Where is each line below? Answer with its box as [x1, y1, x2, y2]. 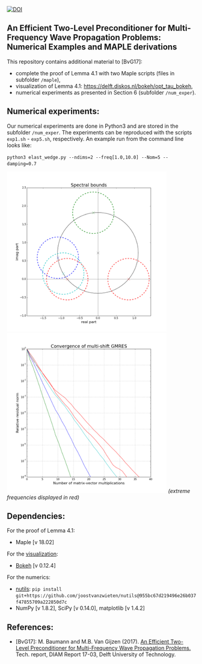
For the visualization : [7, 550, 59, 557]
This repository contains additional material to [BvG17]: [7, 58, 143, 65]
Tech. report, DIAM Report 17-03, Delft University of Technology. [15, 651, 176, 658]
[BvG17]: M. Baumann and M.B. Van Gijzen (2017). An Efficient [15, 638, 170, 645]
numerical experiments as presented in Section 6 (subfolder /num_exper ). [15, 89, 196, 96]
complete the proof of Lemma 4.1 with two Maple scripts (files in [15, 69, 175, 77]
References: [7, 622, 54, 632]
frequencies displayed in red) [7, 493, 80, 501]
